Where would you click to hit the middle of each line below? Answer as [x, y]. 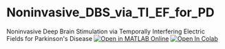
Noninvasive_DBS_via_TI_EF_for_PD [110, 13]
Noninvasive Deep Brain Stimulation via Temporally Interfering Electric [106, 31]
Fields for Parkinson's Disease [50, 38]
